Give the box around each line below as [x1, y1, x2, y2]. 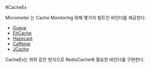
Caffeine [12, 41, 31, 47]
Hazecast [12, 35, 33, 41]
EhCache [12, 30, 32, 36]
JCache [12, 46, 29, 52]
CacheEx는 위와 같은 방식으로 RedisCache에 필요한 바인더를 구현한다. [5, 56, 145, 62]
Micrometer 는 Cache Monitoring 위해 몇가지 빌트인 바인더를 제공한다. [5, 15, 146, 21]
